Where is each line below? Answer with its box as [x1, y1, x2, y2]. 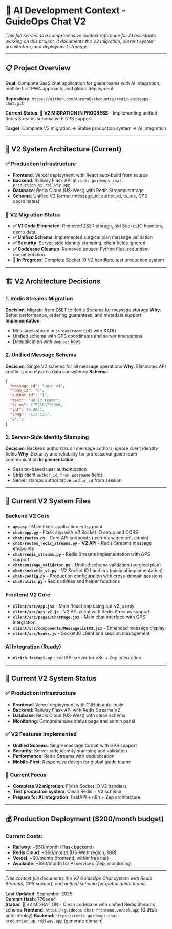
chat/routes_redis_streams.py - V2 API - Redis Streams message [12, 540, 152, 546]
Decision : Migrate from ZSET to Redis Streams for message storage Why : [5, 307, 161, 313]
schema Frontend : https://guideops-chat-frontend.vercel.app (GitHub [5, 907, 157, 913]
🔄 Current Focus [5, 771, 47, 779]
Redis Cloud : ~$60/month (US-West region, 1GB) [12, 849, 117, 856]
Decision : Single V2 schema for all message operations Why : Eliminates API [5, 363, 166, 369]
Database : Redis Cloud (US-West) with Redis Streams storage [12, 187, 144, 194]
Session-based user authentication [12, 466, 87, 472]
